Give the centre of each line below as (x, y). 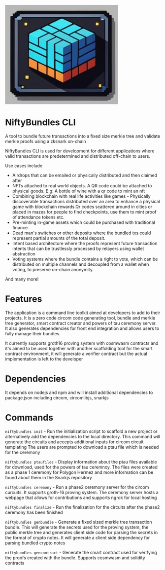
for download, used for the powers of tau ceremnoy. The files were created (81, 467)
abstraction (24, 253)
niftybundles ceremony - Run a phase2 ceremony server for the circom (77, 487)
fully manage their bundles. (33, 333)
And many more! (22, 279)
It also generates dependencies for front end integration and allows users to (82, 328)
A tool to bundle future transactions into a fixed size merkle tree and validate (83, 136)
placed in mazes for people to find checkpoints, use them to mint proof (84, 212)
